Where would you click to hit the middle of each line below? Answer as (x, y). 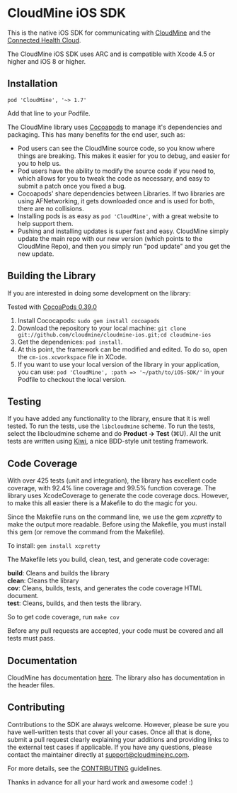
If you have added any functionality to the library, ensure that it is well (109, 419)
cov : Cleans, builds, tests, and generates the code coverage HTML (105, 588)
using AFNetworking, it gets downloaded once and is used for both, (116, 201)
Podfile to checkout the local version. (72, 379)
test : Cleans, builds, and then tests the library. (75, 603)
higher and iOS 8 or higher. (47, 61)
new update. (36, 254)
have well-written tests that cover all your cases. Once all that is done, (110, 732)
